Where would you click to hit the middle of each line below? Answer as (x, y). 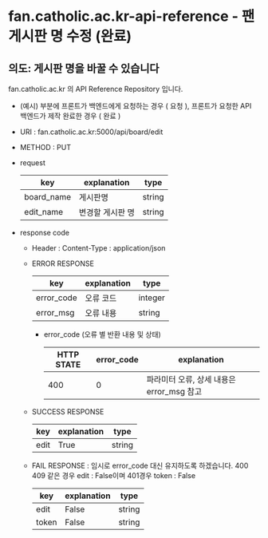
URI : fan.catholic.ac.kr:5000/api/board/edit (91, 132)
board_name (47, 197)
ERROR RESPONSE (63, 263)
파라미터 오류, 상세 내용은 (191, 380)
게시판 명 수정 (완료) (70, 36)
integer (152, 298)
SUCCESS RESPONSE (68, 411)
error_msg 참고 (174, 392)
